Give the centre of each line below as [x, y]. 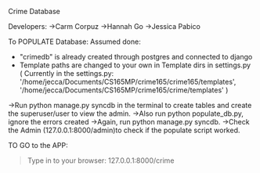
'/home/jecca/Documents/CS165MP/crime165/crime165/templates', [128, 82]
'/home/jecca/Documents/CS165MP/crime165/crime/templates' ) [124, 90]
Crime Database [34, 11]
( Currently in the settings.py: [67, 73]
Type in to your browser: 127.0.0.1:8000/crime [101, 160]
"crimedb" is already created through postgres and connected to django [136, 57]
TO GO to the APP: [38, 145]
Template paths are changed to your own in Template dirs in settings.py [135, 65]
